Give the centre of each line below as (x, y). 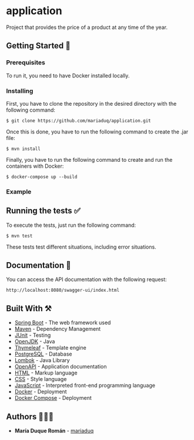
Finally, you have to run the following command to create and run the (89, 159)
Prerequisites (26, 63)
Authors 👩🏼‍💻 (30, 417)
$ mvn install (24, 149)
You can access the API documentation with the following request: (86, 279)
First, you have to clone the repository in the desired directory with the (91, 103)
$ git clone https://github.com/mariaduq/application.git (78, 120)
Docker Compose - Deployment (53, 398)
